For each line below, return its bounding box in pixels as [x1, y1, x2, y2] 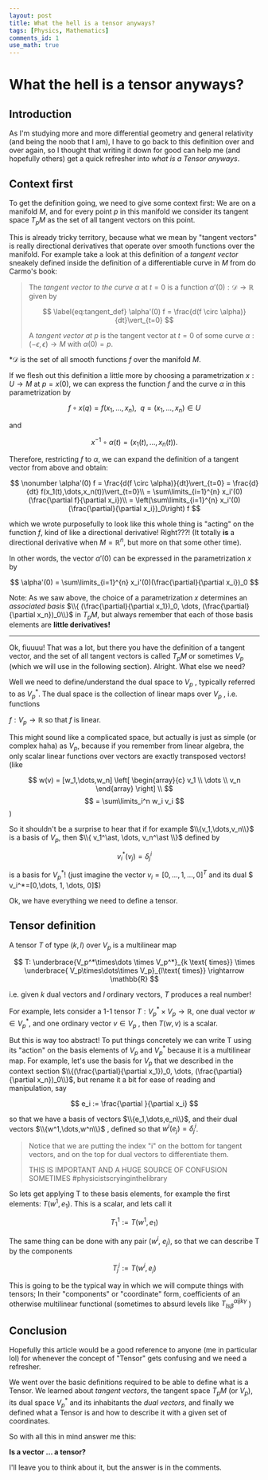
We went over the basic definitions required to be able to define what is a [9, 1377, 249, 1387]
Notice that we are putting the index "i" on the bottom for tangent [28, 1141, 243, 1151]
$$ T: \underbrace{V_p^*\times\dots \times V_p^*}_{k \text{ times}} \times [14, 958, 255, 967]
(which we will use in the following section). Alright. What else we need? [9, 662, 246, 671]
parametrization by [9, 388, 71, 397]
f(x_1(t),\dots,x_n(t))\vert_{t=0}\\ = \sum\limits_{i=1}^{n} [40, 486, 221, 496]
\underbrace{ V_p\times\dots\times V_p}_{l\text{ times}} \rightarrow [24, 966, 245, 975]
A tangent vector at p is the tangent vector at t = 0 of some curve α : [28, 330, 254, 340]
